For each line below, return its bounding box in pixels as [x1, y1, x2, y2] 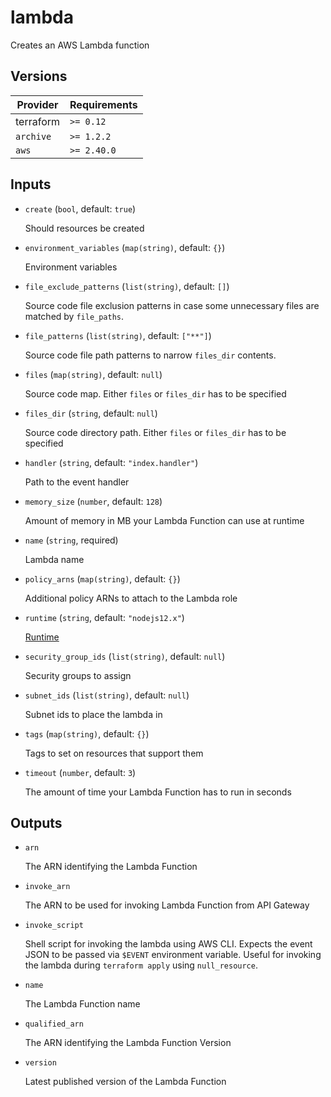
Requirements [69, 97, 138, 111]
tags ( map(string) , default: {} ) [24, 727, 150, 740]
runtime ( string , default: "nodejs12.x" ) [24, 611, 185, 623]
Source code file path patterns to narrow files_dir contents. [24, 349, 277, 361]
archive [15, 131, 52, 142]
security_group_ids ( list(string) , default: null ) [24, 650, 226, 662]
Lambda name [24, 553, 85, 565]
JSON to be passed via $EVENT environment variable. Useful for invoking [24, 949, 322, 961]
